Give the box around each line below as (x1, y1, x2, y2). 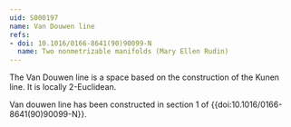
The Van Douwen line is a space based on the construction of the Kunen (9, 72, 279, 83)
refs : (9, 30, 30, 39)
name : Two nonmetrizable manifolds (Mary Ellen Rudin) (17, 47, 229, 56)
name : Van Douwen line (9, 22, 95, 31)
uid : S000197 (9, 13, 59, 23)
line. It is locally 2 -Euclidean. (9, 82, 117, 93)
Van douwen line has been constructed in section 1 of (9, 99, 209, 110)
